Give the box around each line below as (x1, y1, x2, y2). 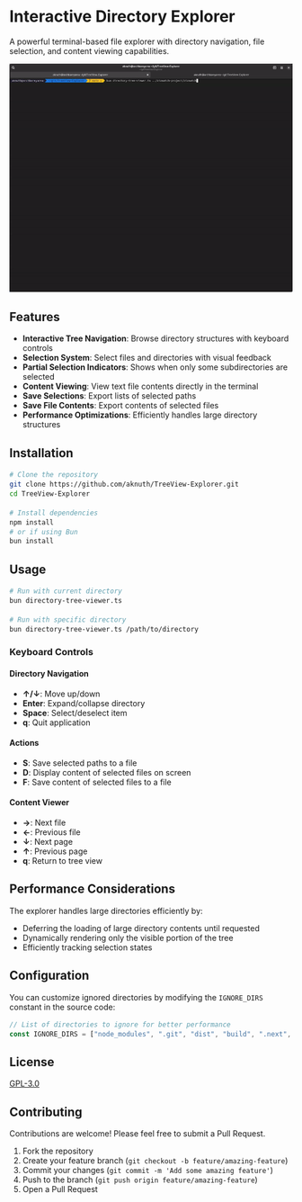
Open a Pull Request (22, 1184, 99, 1194)
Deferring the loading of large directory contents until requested (22, 922, 261, 933)
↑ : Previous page (22, 846, 88, 857)
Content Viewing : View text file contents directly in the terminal (22, 381, 259, 392)
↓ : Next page (22, 837, 74, 847)
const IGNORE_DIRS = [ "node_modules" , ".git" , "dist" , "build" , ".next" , (9, 1029, 292, 1038)
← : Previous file (22, 827, 81, 838)
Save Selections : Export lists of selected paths (22, 390, 197, 401)
